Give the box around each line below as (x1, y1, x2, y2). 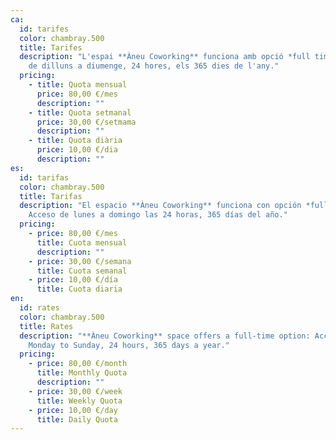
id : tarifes (19, 24, 70, 34)
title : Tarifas (19, 191, 83, 201)
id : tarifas (19, 172, 70, 183)
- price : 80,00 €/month (28, 359, 128, 369)
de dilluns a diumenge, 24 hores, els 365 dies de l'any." (28, 61, 280, 71)
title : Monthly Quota (36, 368, 128, 378)
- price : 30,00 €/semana (28, 256, 132, 266)
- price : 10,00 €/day (28, 405, 118, 415)
